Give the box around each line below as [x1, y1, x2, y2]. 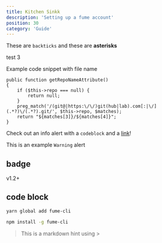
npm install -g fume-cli [6, 219, 68, 225]
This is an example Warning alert [6, 141, 86, 149]
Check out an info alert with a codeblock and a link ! [6, 130, 131, 137]
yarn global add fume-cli [6, 208, 71, 214]
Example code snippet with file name [6, 66, 98, 73]
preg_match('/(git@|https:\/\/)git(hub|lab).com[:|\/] [17, 103, 157, 109]
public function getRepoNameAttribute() [6, 77, 109, 83]
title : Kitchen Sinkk [6, 8, 61, 15]
